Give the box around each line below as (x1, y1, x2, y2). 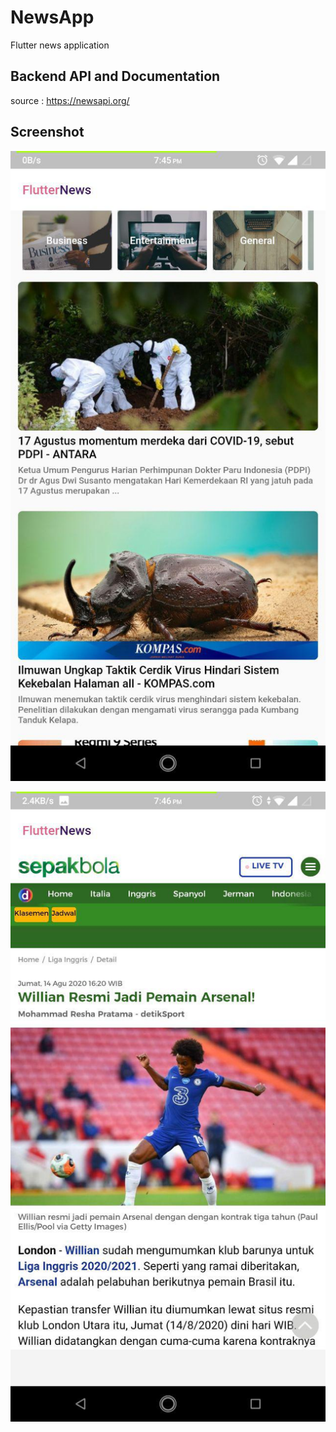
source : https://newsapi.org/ (10, 94, 130, 106)
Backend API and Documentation (10, 68, 221, 85)
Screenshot (10, 124, 85, 141)
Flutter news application (10, 39, 110, 51)
